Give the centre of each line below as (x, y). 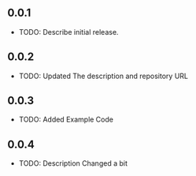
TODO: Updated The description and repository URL (103, 76)
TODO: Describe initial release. (68, 32)
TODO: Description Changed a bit (73, 163)
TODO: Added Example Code (66, 120)
